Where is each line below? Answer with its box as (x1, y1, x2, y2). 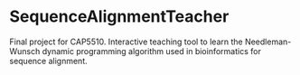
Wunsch (9, 45, 41, 56)
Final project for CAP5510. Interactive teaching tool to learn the (9, 36, 243, 47)
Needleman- (244, 36, 292, 47)
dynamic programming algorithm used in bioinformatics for (42, 45, 262, 56)
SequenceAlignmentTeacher (9, 6, 230, 27)
